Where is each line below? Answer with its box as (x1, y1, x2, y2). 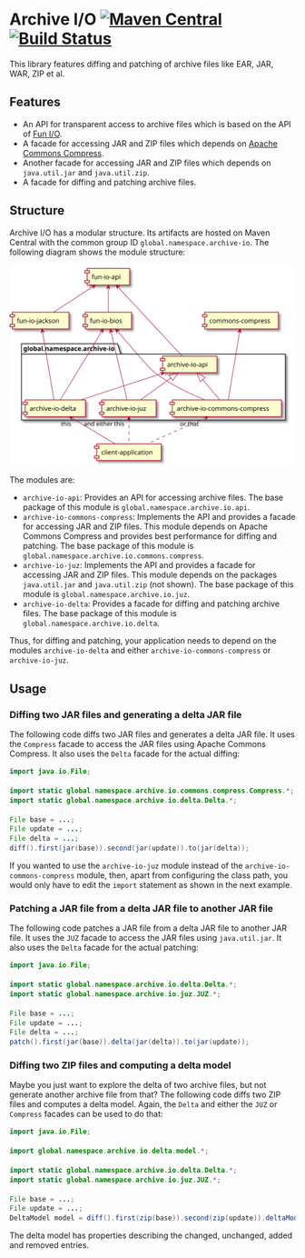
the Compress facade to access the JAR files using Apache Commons (9, 739, 266, 750)
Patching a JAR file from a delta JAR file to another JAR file (9, 902, 274, 914)
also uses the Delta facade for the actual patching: (9, 942, 200, 953)
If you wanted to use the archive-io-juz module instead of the (9, 860, 243, 871)
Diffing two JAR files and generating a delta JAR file (9, 708, 242, 721)
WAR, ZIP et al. (9, 68, 65, 79)
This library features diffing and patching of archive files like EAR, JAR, (9, 58, 274, 69)
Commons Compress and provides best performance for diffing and (22, 531, 278, 542)
